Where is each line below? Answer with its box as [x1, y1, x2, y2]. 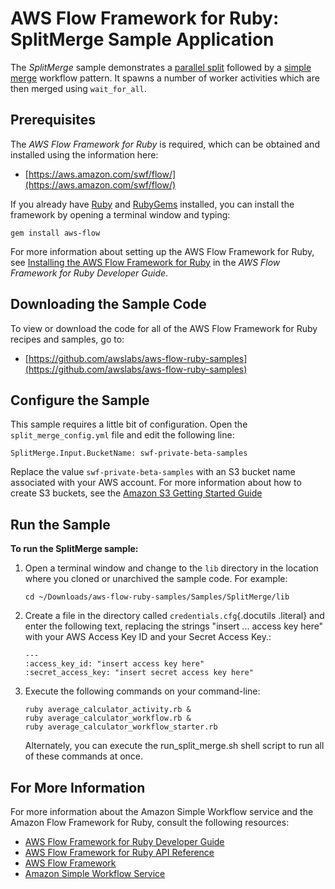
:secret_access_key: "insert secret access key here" [24, 668, 254, 678]
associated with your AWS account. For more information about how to [10, 477, 302, 489]
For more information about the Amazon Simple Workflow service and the [10, 806, 314, 817]
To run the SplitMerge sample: [10, 543, 139, 555]
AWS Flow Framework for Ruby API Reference [24, 847, 215, 858]
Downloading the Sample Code [10, 296, 207, 313]
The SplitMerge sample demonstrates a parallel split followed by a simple [10, 61, 312, 73]
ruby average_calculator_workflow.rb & [24, 713, 192, 724]
